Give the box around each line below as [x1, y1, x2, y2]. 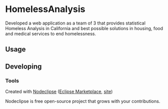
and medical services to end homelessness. [5, 30, 97, 36]
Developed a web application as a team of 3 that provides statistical [5, 20, 146, 26]
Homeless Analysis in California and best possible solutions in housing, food [5, 25, 163, 31]
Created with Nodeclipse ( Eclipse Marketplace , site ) [5, 88, 113, 94]
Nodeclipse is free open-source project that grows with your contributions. [5, 98, 160, 104]
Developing [5, 62, 42, 70]
